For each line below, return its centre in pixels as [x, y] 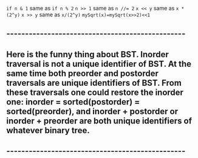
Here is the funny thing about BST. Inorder [87, 54]
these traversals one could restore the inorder [95, 92]
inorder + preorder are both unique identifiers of [99, 121]
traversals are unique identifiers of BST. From [94, 83]
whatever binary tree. [48, 130]
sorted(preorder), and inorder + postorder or [92, 111]
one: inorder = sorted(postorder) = [73, 102]
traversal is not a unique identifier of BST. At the [99, 64]
